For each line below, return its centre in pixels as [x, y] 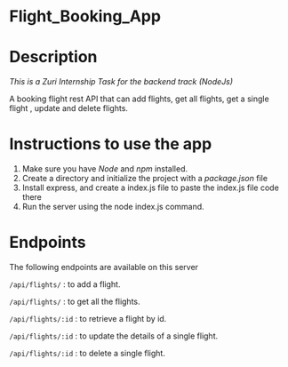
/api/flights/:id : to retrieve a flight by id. [88, 319]
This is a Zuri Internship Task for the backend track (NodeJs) [121, 82]
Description [53, 57]
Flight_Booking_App [85, 16]
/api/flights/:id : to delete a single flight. [88, 353]
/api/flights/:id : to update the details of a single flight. [114, 336]
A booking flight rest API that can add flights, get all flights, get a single [139, 99]
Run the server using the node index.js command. [113, 207]
